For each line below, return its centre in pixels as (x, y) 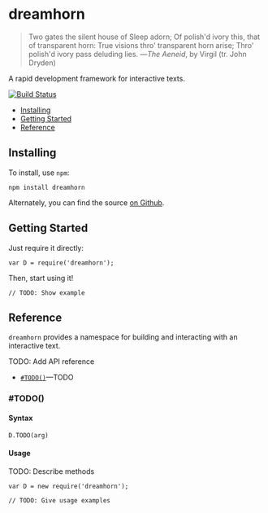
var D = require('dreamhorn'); (61, 263)
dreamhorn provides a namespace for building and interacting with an (123, 337)
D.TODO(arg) (28, 435)
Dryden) (42, 63)
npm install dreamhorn (47, 187)
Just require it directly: (46, 248)
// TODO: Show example (47, 293)
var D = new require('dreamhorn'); (69, 486)
